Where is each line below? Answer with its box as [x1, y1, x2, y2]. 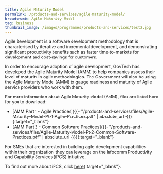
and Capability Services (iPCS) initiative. [5, 154, 86, 160]
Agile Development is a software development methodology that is [5, 39, 139, 44]
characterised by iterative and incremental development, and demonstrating [5, 44, 157, 50]
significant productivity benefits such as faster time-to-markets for [5, 49, 139, 55]
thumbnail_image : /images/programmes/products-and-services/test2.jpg [5, 25, 151, 30]
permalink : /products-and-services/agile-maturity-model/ [5, 12, 125, 17]
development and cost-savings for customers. [5, 54, 98, 60]
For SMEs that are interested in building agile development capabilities [5, 144, 146, 150]
